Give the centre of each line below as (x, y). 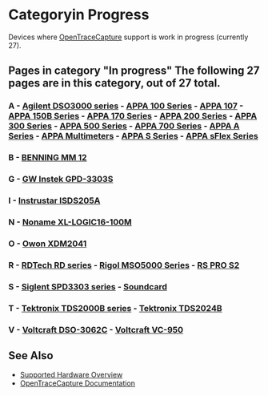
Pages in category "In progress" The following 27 (134, 71)
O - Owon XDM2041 (48, 244)
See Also (31, 356)
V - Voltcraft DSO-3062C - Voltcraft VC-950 (96, 329)
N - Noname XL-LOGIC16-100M (70, 222)
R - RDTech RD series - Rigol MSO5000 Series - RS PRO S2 (124, 265)
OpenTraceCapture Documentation (78, 383)
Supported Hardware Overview (71, 375)
